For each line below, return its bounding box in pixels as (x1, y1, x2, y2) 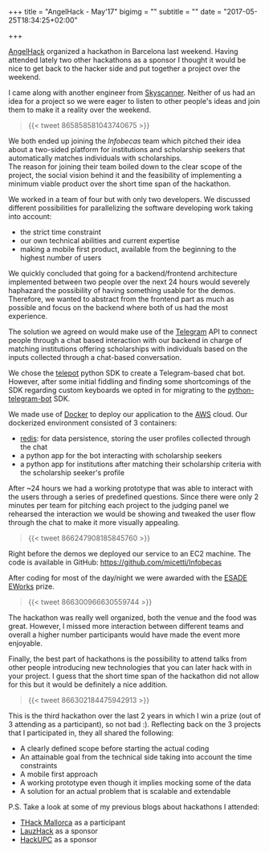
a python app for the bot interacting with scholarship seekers (19, 451, 222, 460)
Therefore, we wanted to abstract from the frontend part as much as (8, 294, 234, 304)
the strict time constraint (19, 227, 102, 237)
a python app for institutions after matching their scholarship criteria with (19, 459, 262, 469)
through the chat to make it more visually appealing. (8, 518, 181, 527)
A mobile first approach (19, 769, 98, 779)
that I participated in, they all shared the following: (8, 728, 174, 738)
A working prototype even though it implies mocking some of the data (19, 778, 251, 788)
